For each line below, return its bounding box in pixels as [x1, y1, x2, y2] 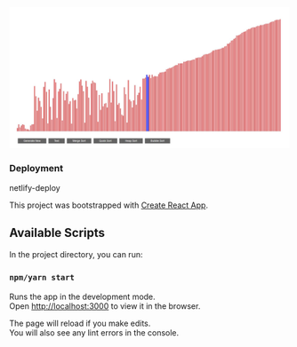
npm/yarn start [9, 272, 76, 283]
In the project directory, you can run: [9, 248, 143, 259]
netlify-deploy [9, 182, 60, 193]
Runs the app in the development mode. [9, 291, 156, 302]
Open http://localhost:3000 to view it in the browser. [9, 300, 201, 312]
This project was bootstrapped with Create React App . [9, 200, 209, 210]
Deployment [9, 162, 64, 175]
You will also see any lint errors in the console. [9, 327, 180, 338]
